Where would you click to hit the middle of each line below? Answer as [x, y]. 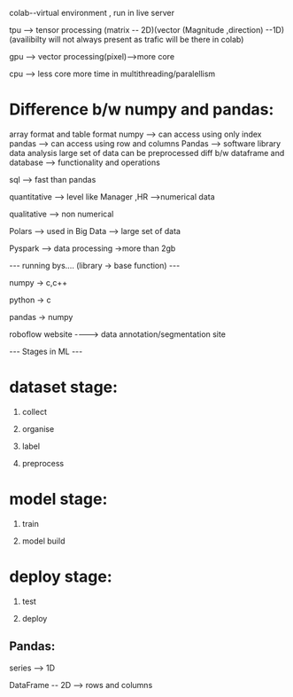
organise [38, 428]
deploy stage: [61, 576]
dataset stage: [63, 387]
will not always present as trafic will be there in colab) [146, 39]
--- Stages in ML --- [46, 351]
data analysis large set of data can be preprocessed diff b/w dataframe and [147, 153]
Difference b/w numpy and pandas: [142, 110]
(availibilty [28, 39]
